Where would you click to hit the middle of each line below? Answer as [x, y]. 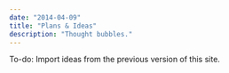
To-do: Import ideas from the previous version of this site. [114, 60]
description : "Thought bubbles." [71, 34]
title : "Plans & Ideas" [53, 26]
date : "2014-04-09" [45, 17]
